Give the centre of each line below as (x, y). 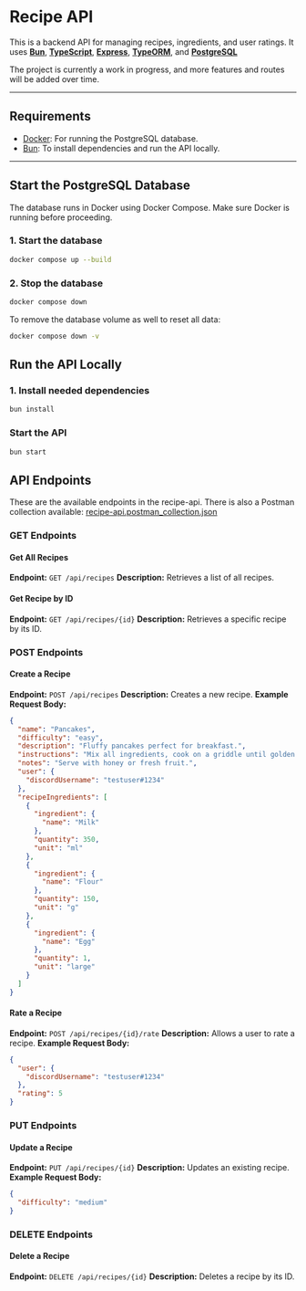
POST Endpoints (46, 652)
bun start (28, 452)
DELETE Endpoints (51, 1234)
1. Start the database (56, 241)
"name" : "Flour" (73, 882)
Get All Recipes (39, 557)
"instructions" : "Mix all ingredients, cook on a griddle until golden (157, 755)
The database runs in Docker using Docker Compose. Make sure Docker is (149, 207)
